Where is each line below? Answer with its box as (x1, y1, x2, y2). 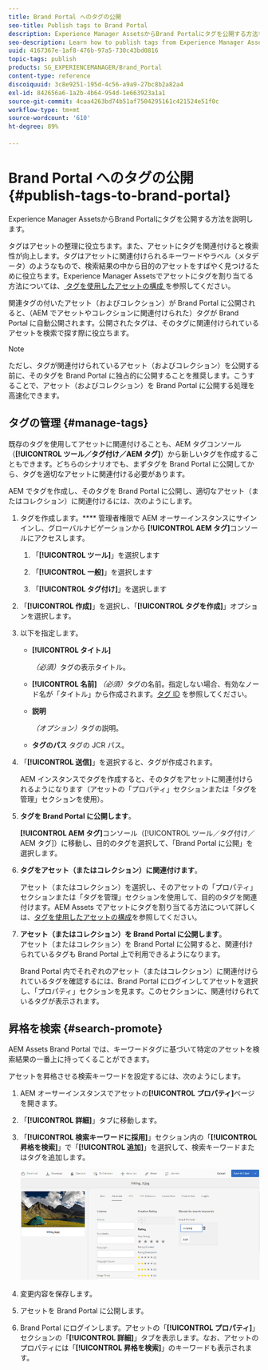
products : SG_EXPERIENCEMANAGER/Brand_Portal (8, 64, 162, 72)
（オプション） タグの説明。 (31, 723, 124, 732)
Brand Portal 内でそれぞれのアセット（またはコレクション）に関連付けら (19, 966, 259, 975)
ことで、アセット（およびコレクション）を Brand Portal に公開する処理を (14, 380, 255, 390)
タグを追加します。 (26, 1152, 90, 1162)
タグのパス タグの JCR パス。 (31, 740, 129, 750)
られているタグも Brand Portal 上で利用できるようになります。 (19, 949, 225, 959)
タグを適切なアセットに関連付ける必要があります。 (22, 469, 190, 479)
